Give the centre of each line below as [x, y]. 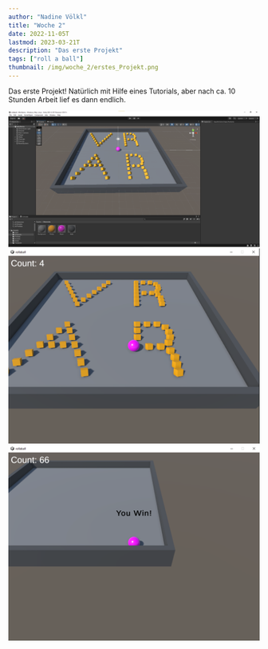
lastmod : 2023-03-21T [44, 42]
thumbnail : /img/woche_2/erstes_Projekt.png [83, 68]
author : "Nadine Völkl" [48, 17]
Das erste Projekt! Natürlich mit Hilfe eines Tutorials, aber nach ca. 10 [122, 91]
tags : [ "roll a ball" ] [46, 59]
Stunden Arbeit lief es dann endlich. [67, 99]
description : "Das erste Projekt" [66, 51]
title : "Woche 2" [37, 25]
